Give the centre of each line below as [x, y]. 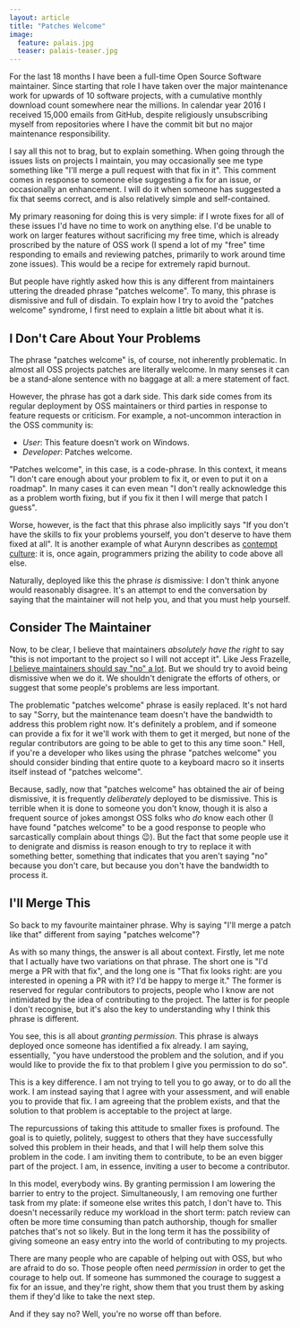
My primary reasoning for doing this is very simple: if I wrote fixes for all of [147, 216]
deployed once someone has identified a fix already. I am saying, [129, 1045]
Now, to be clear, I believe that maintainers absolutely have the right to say [147, 649]
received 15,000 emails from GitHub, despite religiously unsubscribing [139, 115]
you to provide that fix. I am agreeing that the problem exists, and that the [145, 1101]
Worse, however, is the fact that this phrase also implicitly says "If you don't [149, 524]
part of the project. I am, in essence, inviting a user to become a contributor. [150, 1166]
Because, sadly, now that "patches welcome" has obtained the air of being [147, 789]
